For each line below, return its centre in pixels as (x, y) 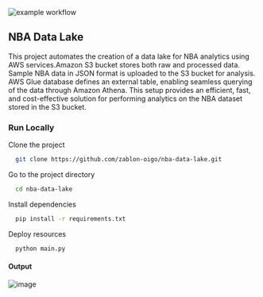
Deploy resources (37, 233)
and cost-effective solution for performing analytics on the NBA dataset (126, 98)
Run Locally (31, 127)
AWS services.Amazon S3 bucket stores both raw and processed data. (124, 64)
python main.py (41, 249)
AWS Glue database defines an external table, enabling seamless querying (130, 81)
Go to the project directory (52, 174)
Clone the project (37, 145)
